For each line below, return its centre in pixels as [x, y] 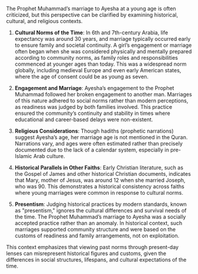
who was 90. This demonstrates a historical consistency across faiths [99, 186]
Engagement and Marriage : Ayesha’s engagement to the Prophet [94, 88]
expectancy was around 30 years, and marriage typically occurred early [103, 39]
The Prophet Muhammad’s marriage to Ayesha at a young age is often [91, 9]
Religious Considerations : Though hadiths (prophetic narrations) [94, 131]
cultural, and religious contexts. [44, 21]
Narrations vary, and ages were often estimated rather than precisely [99, 144]
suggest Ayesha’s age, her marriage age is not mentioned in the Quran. [101, 137]
